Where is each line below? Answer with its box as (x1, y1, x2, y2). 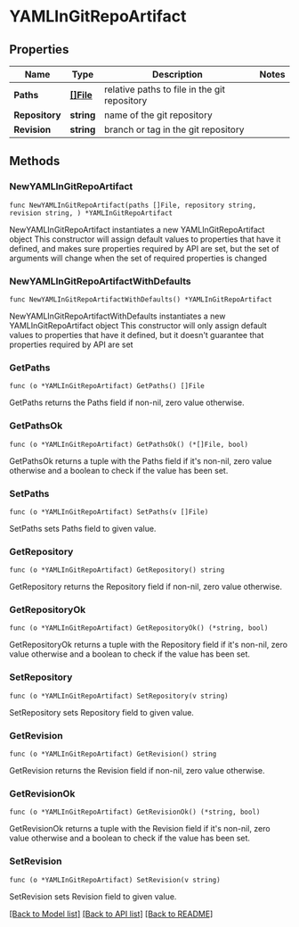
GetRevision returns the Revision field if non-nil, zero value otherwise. (9, 766, 265, 776)
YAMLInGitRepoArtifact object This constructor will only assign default (9, 319, 267, 331)
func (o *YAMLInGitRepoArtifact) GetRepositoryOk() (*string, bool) (9, 624, 269, 633)
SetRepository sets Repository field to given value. (9, 707, 194, 717)
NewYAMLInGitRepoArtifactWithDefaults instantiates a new (9, 310, 226, 321)
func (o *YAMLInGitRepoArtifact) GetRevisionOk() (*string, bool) (9, 807, 261, 817)
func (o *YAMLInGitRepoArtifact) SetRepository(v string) (9, 691, 229, 700)
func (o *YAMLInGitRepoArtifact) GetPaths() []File (9, 382, 205, 391)
